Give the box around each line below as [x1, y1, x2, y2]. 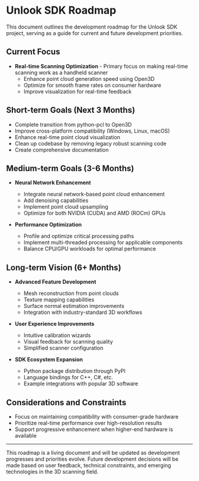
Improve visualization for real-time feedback [23, 87, 132, 95]
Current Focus [6, 47, 60, 57]
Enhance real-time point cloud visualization [14, 133, 120, 140]
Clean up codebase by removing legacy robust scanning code [14, 140, 167, 147]
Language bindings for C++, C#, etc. [23, 374, 114, 381]
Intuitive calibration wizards [23, 332, 91, 339]
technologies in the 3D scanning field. [6, 468, 99, 475]
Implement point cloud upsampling [23, 203, 108, 210]
